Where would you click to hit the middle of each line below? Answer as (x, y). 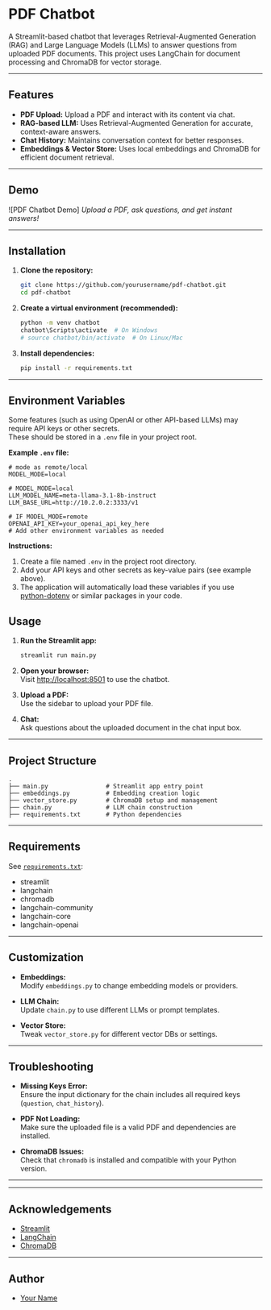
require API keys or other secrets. (64, 429)
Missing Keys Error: (54, 1086)
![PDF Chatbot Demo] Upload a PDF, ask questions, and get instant (120, 210)
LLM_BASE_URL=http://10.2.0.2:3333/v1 (73, 503)
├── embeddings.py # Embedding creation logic (104, 793)
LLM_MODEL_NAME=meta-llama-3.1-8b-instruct (83, 496)
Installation (37, 251)
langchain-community (56, 907)
